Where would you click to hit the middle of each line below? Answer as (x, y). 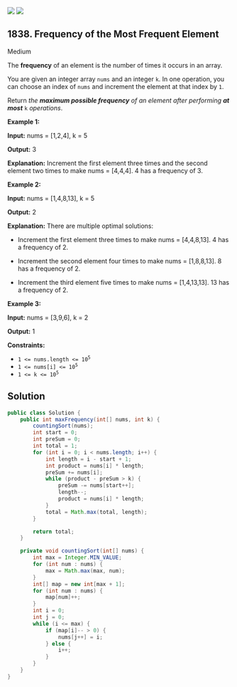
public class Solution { (44, 413)
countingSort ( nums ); (63, 426)
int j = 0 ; (49, 617)
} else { (58, 644)
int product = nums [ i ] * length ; (94, 466)
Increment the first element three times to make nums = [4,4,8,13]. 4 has (123, 239)
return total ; (54, 531)
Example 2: (24, 184)
